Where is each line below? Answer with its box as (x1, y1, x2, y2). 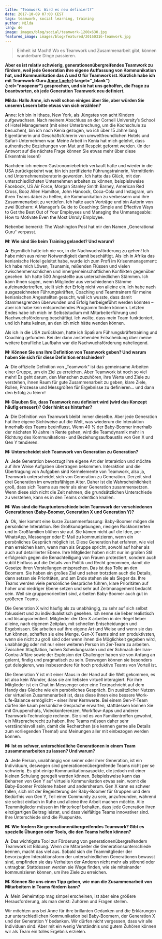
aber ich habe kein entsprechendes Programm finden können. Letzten (5, 304, 145, 310)
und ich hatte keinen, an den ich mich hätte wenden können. (5, 320, 125, 326)
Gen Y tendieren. (5, 439, 39, 445)
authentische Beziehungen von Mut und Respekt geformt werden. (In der (5, 143, 150, 149)
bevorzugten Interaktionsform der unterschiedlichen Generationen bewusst (5, 853, 155, 859)
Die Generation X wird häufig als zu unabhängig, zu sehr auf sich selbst (5, 605, 147, 611)
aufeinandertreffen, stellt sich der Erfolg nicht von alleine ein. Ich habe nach (5, 284, 156, 290)
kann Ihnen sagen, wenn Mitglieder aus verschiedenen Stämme (5, 278, 132, 284)
